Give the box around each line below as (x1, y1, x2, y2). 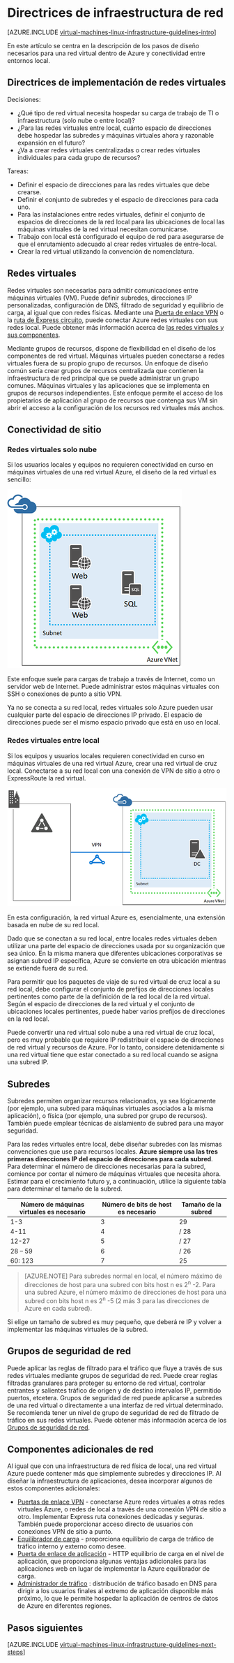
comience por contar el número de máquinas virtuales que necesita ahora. (7, 1170, 221, 1178)
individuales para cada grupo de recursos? (17, 153, 141, 161)
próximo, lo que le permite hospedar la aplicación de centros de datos (17, 1595, 219, 1603)
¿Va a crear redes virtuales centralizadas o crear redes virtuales (17, 145, 201, 154)
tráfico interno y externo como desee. (17, 1542, 127, 1551)
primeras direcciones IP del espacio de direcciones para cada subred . (7, 1155, 214, 1163)
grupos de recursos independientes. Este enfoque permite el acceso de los (7, 388, 224, 397)
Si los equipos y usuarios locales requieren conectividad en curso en (7, 751, 205, 760)
